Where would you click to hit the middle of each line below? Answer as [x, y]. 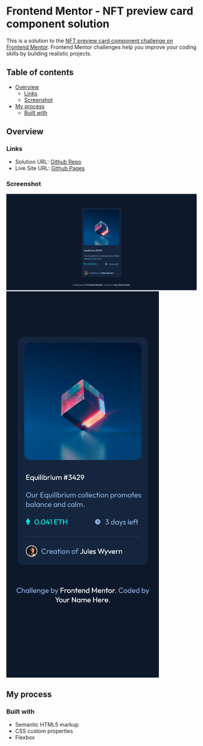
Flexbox [25, 738]
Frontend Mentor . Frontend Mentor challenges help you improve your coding [101, 47]
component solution [58, 24]
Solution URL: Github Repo [48, 162]
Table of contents [40, 73]
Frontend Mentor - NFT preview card [100, 11]
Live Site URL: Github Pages [50, 168]
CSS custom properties [44, 731]
